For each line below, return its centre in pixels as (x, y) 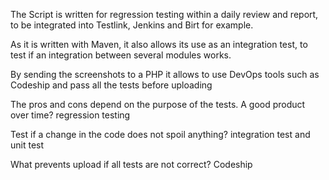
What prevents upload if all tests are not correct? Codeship (131, 164)
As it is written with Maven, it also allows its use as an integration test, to (159, 44)
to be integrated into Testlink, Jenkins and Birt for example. (132, 25)
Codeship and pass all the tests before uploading (111, 85)
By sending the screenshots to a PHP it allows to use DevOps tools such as (165, 74)
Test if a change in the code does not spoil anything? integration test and (160, 134)
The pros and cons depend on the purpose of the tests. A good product (158, 104)
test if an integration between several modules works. (121, 55)
